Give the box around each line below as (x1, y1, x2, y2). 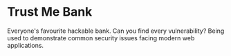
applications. (7, 41, 44, 49)
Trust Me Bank (7, 4, 93, 20)
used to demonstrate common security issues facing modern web (7, 33, 195, 42)
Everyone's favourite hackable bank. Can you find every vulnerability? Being (7, 27, 225, 35)
